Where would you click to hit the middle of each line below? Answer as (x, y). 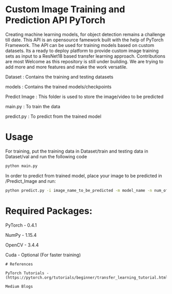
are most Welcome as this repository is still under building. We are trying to (84, 61)
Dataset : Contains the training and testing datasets (59, 77)
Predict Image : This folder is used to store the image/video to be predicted (84, 96)
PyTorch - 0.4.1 (21, 225)
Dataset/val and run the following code (46, 156)
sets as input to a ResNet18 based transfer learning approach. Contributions (85, 56)
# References (19, 264)
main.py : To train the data (33, 106)
